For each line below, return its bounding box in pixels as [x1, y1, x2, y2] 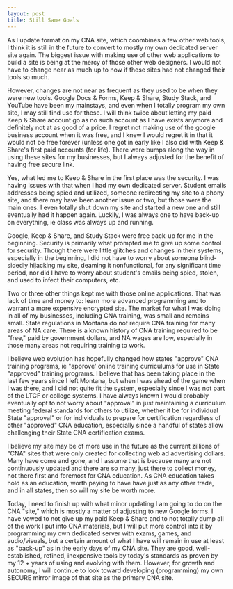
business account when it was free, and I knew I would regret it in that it [7, 130, 214, 139]
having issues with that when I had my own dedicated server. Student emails [7, 181, 227, 189]
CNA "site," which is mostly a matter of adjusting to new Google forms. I [7, 507, 214, 515]
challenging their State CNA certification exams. [7, 428, 145, 437]
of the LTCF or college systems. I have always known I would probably [7, 391, 209, 400]
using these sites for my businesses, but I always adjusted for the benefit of [7, 152, 225, 161]
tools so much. [7, 72, 50, 81]
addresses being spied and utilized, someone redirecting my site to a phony [7, 188, 225, 197]
